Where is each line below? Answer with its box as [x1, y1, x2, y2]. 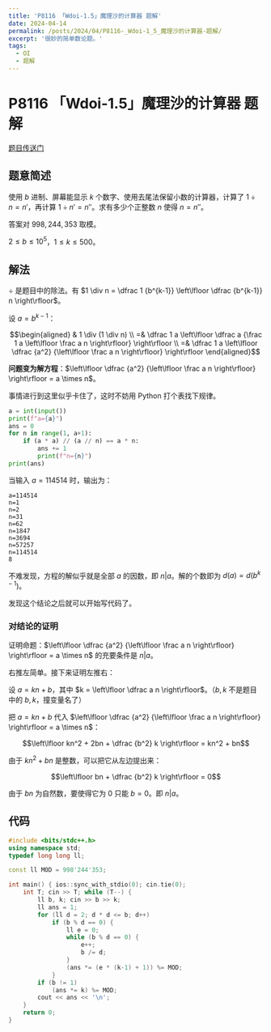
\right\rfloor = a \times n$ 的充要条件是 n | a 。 [8, 651, 158, 660]
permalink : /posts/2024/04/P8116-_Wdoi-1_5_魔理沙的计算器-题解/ [8, 27, 222, 35]
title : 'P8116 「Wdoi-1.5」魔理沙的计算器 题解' [8, 11, 162, 20]
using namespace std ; [8, 843, 82, 852]
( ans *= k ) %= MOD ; [51, 986, 117, 994]
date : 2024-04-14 [8, 19, 67, 28]
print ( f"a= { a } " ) [8, 414, 63, 423]
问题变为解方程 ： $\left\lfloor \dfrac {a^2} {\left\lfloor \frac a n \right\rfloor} [8, 363, 256, 373]
